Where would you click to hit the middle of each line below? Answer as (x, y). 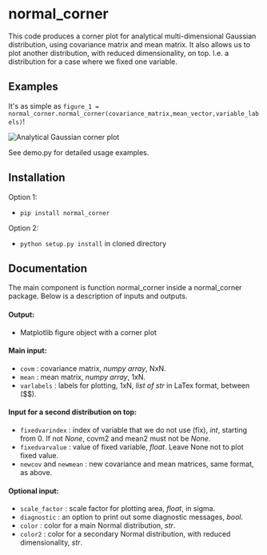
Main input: (28, 351)
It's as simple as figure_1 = (54, 106)
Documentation (48, 268)
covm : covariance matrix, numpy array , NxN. (93, 368)
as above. (36, 472)
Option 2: (24, 228)
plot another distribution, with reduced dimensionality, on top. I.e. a (119, 53)
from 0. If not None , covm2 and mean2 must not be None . (115, 438)
